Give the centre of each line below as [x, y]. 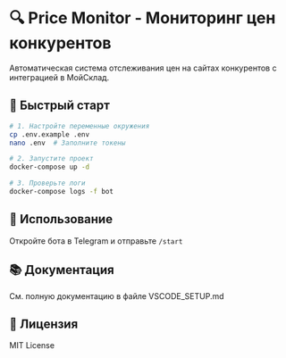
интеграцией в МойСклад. [59, 77]
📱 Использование [61, 219]
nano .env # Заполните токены [67, 143]
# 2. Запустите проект [51, 159]
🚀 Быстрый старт [59, 106]
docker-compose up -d [50, 167]
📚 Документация [62, 270]
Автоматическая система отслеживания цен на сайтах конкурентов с [143, 68]
